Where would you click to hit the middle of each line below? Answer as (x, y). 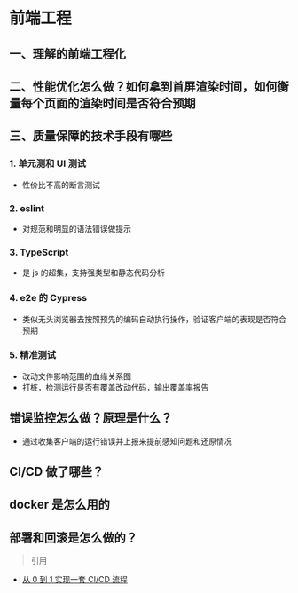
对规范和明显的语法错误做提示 (76, 228)
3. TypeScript (39, 252)
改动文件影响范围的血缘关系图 (76, 376)
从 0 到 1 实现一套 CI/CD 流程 (75, 580)
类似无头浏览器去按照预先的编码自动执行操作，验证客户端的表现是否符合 (154, 319)
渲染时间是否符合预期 (137, 103)
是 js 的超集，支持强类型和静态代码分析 (94, 273)
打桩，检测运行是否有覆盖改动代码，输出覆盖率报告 (115, 387)
